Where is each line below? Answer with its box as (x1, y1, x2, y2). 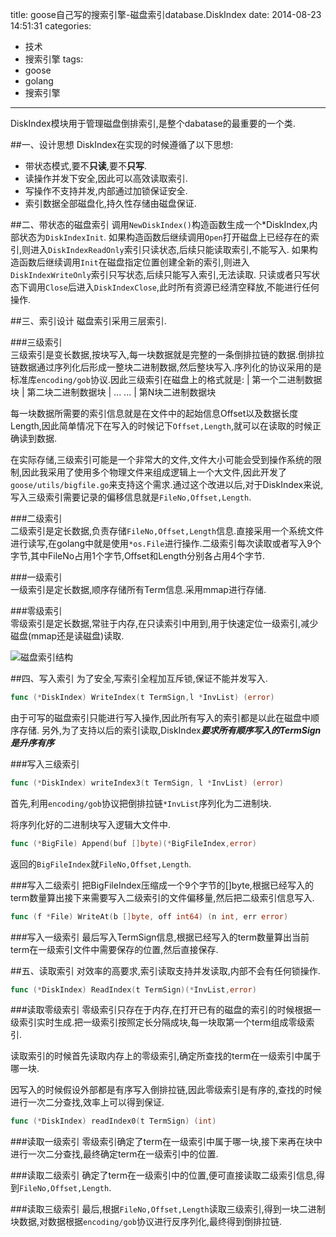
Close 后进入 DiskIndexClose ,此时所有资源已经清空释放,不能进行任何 (45, 281, 320, 293)
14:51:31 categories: (10, 20, 92, 32)
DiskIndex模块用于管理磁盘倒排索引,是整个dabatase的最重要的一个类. (10, 118, 296, 129)
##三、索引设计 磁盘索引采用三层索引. (10, 315, 167, 327)
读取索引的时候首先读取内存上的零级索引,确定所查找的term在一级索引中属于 (10, 1050, 322, 1062)
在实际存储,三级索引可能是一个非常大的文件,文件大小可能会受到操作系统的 (10, 454, 314, 465)
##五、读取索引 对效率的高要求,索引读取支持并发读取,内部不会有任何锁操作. (10, 964, 321, 977)
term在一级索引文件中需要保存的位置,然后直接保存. (10, 943, 219, 955)
